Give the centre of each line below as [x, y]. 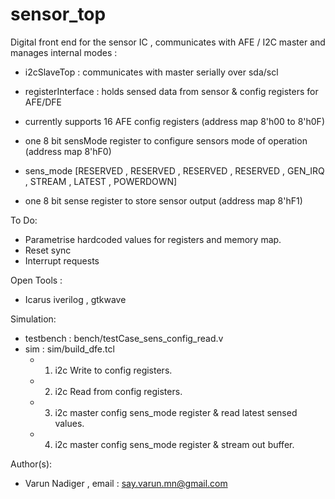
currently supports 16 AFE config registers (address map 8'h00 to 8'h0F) [174, 121]
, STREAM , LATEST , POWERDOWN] [101, 181]
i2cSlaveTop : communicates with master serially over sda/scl [151, 72]
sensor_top [58, 14]
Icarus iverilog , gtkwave [75, 299]
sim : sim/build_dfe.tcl [69, 349]
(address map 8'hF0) [68, 151]
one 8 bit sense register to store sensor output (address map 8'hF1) [163, 200]
